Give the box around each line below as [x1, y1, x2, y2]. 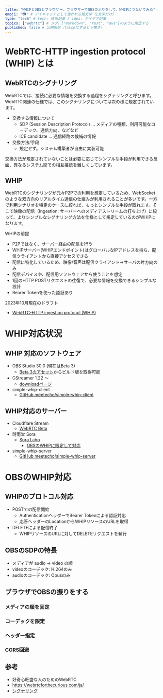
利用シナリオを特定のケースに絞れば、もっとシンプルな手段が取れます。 [9, 202, 153, 208]
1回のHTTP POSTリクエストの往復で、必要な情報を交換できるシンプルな [12, 277, 157, 283]
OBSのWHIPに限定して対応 [26, 442, 81, 448]
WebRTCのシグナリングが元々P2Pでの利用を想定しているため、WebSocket [5, 190, 155, 196]
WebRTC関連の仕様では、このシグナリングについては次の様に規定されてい [5, 99, 154, 105]
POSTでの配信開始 [12, 506, 49, 512]
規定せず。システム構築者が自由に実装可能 [19, 145, 104, 151]
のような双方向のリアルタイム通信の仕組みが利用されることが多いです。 [5, 196, 149, 202]
